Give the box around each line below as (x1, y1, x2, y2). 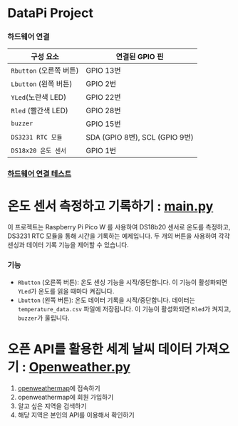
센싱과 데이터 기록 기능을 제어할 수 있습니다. (7, 241, 130, 249)
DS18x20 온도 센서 (11, 147, 66, 155)
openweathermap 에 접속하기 (17, 383, 101, 393)
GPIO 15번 (86, 119, 121, 129)
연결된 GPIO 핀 (115, 52, 164, 62)
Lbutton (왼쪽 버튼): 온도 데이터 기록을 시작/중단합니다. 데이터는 (17, 296, 196, 304)
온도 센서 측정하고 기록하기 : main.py (7, 198, 214, 214)
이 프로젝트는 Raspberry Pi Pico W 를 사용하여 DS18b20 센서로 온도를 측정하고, (7, 223, 231, 232)
